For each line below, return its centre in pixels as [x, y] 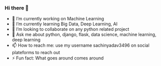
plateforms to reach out [36, 53]
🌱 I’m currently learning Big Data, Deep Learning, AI [65, 24]
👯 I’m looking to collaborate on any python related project [71, 29]
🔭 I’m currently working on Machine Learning [58, 19]
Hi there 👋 [17, 8]
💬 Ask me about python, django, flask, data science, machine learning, [84, 35]
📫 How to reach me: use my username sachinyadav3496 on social [80, 45]
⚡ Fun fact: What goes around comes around [58, 58]
